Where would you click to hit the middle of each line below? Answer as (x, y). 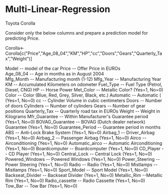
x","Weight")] (19, 58)
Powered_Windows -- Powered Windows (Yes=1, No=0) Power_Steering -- (82, 159)
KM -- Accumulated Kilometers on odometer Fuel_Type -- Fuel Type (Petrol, (84, 84)
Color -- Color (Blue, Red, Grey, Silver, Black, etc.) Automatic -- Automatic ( (83, 95)
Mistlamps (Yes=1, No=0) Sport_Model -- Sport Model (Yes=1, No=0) (77, 170)
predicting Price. (22, 38)
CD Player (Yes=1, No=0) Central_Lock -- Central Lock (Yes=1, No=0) (80, 154)
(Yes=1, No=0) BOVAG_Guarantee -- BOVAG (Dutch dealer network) (75, 122)
